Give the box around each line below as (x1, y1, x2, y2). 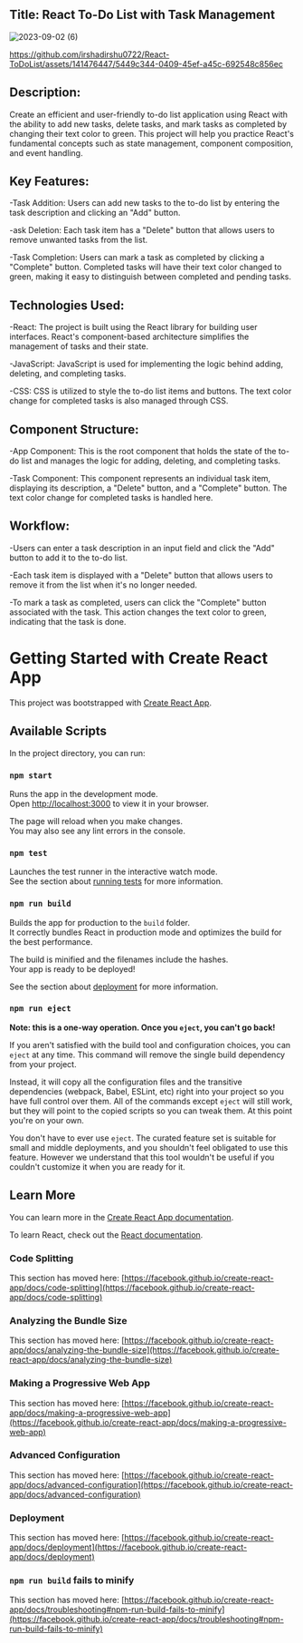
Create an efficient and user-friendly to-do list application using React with (9, 109, 288, 120)
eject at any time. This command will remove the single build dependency (9, 1049, 286, 1060)
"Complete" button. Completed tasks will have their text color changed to (9, 262, 282, 273)
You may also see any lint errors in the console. (9, 825, 185, 836)
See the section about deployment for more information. (9, 981, 219, 992)
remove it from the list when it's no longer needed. (9, 579, 197, 590)
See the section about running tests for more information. (9, 876, 223, 887)
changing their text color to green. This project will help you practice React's (9, 128, 294, 139)
